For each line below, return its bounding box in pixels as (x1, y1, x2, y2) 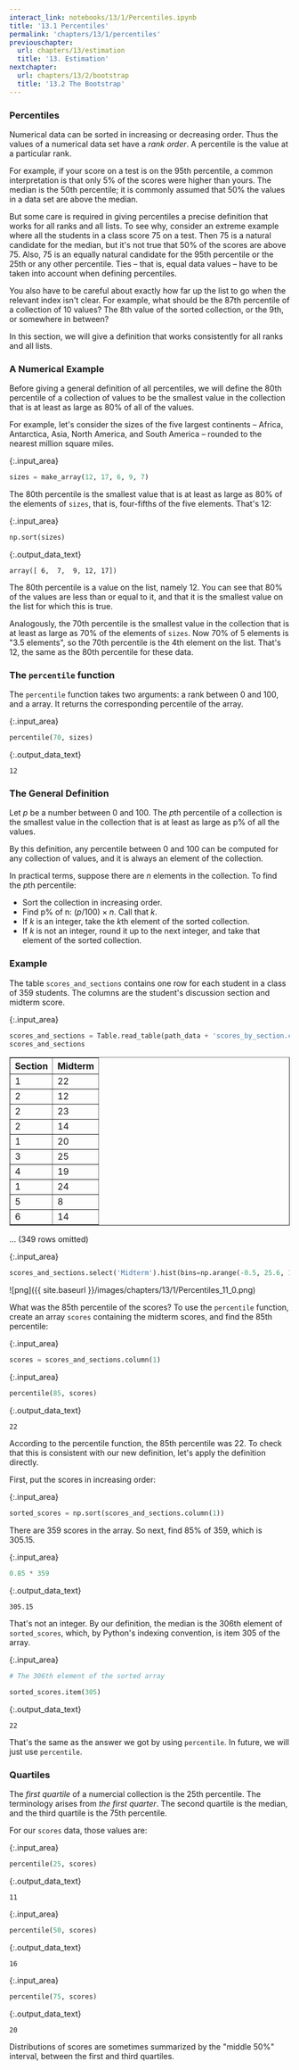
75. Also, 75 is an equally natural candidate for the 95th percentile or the (9, 249, 274, 260)
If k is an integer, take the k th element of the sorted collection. (21, 916, 250, 927)
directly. (9, 1457, 39, 1468)
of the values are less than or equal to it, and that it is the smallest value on (9, 591, 283, 602)
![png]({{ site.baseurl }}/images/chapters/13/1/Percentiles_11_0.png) (9, 1285, 256, 1296)
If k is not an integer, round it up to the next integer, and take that (21, 925, 261, 937)
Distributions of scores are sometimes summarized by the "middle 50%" (9, 2041, 275, 2052)
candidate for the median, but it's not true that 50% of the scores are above (9, 239, 287, 250)
